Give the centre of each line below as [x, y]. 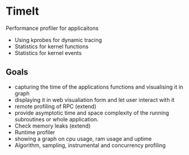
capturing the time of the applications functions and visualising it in [99, 87]
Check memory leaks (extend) [52, 126]
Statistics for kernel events [48, 52]
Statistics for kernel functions [52, 46]
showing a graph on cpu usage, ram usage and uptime [83, 139]
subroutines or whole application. [56, 119]
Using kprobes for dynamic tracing [58, 40]
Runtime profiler [35, 132]
